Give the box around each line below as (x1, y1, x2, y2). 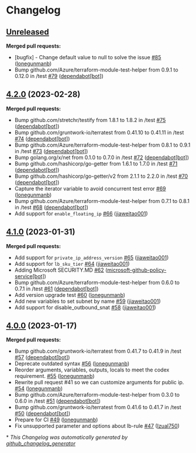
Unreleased (6, 27, 50, 37)
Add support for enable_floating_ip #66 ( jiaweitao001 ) (14, 209, 148, 217)
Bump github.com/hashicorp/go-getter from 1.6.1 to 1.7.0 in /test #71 (14, 160, 178, 167)
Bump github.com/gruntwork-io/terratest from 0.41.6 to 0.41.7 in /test (14, 404, 181, 411)
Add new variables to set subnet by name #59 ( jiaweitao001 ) (14, 298, 161, 305)
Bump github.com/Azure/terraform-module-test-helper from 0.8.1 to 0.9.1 (14, 141, 191, 148)
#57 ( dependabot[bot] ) (14, 354, 70, 361)
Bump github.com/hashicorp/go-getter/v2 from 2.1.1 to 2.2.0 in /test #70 (14, 173, 188, 180)
